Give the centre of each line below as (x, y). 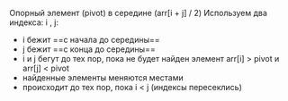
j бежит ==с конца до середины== (89, 49)
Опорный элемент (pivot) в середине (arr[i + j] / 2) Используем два (139, 13)
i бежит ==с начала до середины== (91, 40)
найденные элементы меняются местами (103, 78)
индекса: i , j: (34, 22)
